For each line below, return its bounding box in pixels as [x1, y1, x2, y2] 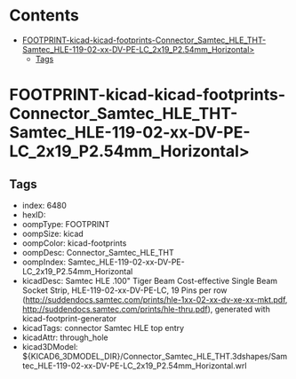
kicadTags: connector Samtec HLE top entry [21, 322, 185, 333]
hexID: [21, 209, 46, 220]
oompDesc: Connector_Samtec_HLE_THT [21, 247, 175, 257]
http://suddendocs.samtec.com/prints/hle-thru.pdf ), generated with [21, 304, 271, 314]
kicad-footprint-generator [21, 312, 117, 324]
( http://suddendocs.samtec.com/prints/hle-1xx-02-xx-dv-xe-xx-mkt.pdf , [21, 294, 288, 304]
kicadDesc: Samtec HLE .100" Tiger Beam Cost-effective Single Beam [21, 275, 278, 286]
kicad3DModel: [21, 341, 78, 351]
